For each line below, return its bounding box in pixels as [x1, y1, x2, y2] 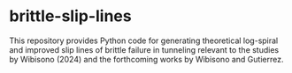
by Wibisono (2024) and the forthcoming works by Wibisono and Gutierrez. [9, 54, 284, 64]
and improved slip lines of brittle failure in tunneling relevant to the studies [9, 44, 280, 55]
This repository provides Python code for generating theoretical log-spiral [9, 35, 279, 46]
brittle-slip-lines [9, 6, 132, 26]
